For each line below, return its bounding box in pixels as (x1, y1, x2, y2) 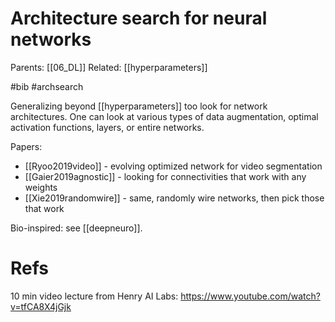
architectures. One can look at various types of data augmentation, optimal (10, 110, 319, 122)
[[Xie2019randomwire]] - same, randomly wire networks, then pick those (24, 192, 325, 204)
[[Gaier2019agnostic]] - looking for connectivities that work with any (24, 170, 307, 182)
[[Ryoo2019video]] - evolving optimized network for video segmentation (24, 160, 323, 172)
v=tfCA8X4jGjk (10, 300, 72, 312)
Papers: (10, 140, 43, 152)
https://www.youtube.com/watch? (180, 290, 321, 302)
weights (24, 181, 58, 193)
